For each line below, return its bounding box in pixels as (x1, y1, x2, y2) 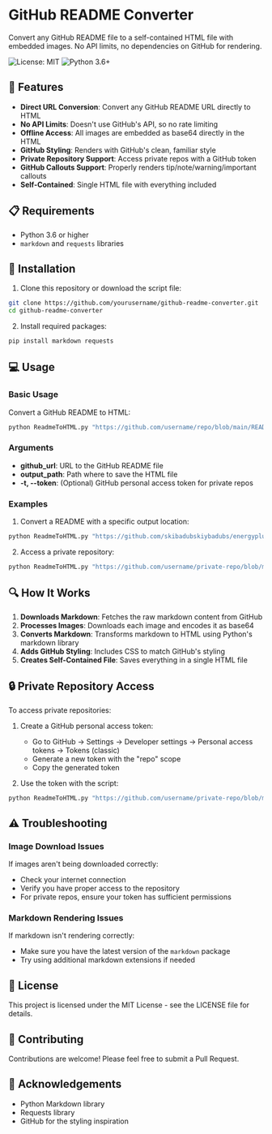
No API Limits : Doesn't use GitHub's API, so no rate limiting (19, 119, 219, 129)
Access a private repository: (19, 547, 115, 557)
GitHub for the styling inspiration (19, 1116, 130, 1126)
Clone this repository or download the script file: (19, 283, 182, 293)
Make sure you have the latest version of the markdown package (19, 946, 231, 956)
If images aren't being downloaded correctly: (8, 859, 159, 869)
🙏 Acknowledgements (8, 1077, 122, 1091)
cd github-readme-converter (8, 307, 104, 315)
